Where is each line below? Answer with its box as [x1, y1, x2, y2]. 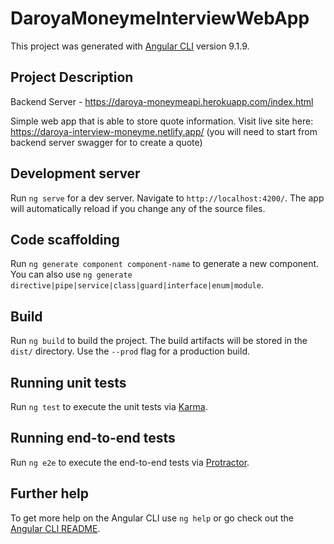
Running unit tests [10, 374, 127, 391]
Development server [10, 165, 141, 182]
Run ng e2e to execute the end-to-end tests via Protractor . [10, 456, 250, 468]
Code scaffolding [10, 231, 120, 248]
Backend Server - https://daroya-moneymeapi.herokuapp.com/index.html [10, 95, 314, 107]
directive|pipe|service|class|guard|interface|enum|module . [10, 279, 264, 291]
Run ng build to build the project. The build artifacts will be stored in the [10, 335, 308, 347]
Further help [10, 485, 90, 502]
